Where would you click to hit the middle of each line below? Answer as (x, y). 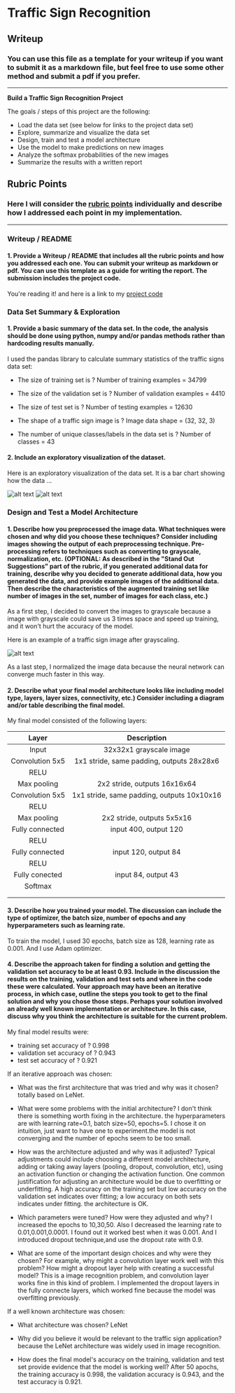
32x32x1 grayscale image (147, 750)
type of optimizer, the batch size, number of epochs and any (97, 917)
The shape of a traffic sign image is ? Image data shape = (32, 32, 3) (116, 420)
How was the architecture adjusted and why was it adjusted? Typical (116, 1152)
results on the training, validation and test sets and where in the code (110, 979)
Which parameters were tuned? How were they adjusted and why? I (115, 1217)
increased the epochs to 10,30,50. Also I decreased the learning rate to (120, 1224)
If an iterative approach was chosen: (60, 1074)
